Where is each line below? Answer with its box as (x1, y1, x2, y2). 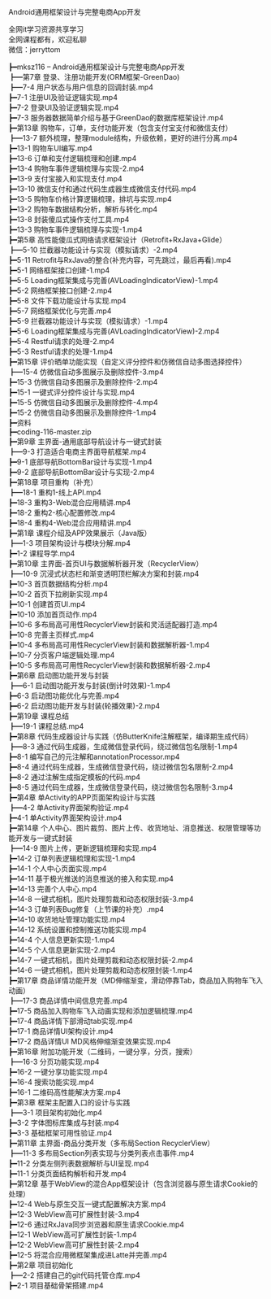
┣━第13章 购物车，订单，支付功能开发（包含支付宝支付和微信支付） (8, 123, 233, 133)
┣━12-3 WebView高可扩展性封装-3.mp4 (8, 1210, 140, 1218)
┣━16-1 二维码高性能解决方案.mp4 (8, 1088, 122, 1096)
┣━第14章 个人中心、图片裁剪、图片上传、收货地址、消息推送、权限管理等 (8, 823, 254, 832)
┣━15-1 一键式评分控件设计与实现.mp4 (8, 387, 135, 397)
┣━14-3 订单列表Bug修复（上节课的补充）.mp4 (8, 905, 165, 913)
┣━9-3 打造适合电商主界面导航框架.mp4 (8, 447, 147, 456)
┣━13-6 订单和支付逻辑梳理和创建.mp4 (8, 154, 137, 163)
